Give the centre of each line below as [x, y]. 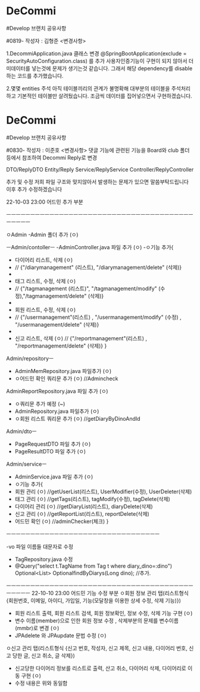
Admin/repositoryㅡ [30, 358]
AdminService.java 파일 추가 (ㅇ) [54, 477]
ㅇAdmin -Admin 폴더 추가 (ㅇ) [42, 234]
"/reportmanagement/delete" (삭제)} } [61, 346]
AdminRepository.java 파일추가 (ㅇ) [57, 411]
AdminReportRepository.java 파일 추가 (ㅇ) [57, 391]
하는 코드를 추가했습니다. [35, 76]
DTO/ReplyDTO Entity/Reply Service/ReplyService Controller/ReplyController [100, 169]
